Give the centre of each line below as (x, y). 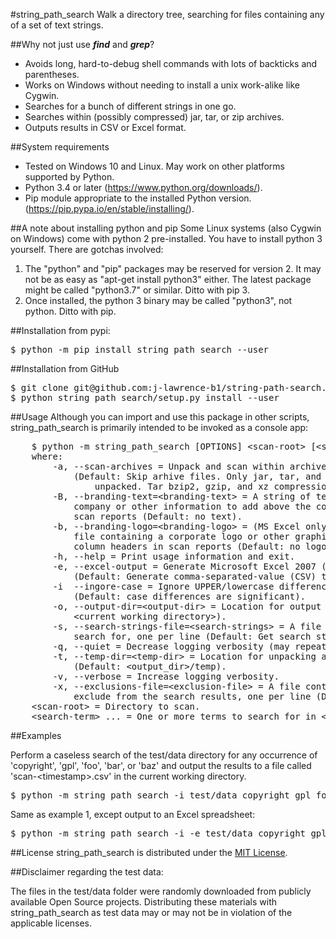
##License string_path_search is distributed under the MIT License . (149, 852)
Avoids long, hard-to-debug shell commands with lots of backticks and (171, 63)
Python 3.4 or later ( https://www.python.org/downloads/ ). (143, 187)
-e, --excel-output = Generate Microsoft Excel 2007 (184, 566)
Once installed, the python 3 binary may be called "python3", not (158, 300)
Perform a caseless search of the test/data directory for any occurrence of (164, 755)
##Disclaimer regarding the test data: (87, 872)
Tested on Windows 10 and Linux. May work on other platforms (154, 166)
